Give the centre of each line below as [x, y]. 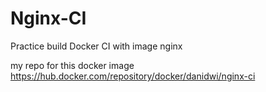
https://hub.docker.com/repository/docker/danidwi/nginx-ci [133, 76]
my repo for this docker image [72, 65]
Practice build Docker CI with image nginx [96, 46]
